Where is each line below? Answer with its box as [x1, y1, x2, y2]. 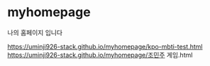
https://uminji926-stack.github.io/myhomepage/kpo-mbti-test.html [7, 42, 203, 51]
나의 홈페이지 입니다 [7, 28, 62, 37]
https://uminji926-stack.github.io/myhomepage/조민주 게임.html [7, 51, 193, 59]
